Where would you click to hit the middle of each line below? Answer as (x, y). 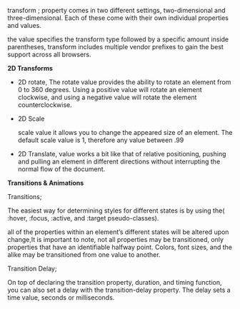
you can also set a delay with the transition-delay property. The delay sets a (119, 290)
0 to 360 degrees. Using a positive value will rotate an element (110, 90)
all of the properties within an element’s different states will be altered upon (118, 232)
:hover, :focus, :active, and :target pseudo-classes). (83, 218)
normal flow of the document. (61, 169)
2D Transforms (30, 68)
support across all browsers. (49, 54)
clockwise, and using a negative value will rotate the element (107, 97)
